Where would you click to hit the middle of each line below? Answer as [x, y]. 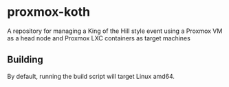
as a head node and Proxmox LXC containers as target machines [99, 38]
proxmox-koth [49, 12]
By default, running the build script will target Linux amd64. [91, 76]
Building [25, 60]
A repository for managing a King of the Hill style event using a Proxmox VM [115, 31]
